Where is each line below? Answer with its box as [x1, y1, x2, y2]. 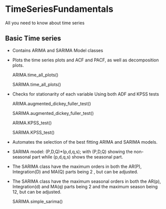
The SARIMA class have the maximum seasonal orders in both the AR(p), [12, 178, 161, 184]
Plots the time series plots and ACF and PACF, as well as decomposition [12, 57, 159, 63]
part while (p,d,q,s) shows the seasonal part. [32, 154, 123, 159]
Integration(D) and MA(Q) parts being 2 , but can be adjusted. [12, 168, 138, 174]
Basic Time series [5, 34, 61, 43]
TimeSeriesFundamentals [5, 3, 113, 15]
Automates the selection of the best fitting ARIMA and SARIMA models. [12, 139, 158, 145]
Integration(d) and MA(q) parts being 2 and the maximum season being [12, 183, 158, 189]
